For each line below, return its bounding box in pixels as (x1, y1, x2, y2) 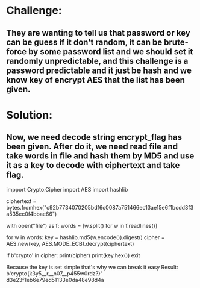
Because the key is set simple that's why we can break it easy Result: (6, 263, 179, 271)
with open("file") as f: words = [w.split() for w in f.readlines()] (6, 222, 158, 229)
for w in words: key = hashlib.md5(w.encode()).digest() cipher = (6, 233, 165, 241)
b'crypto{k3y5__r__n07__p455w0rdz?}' (6, 269, 102, 277)
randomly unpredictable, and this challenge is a (6, 55, 189, 66)
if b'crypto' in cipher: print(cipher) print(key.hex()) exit (6, 251, 140, 259)
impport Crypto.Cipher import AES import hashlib (6, 186, 128, 193)
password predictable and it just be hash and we (6, 65, 192, 75)
